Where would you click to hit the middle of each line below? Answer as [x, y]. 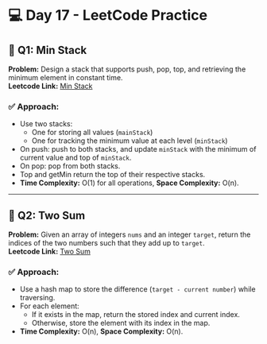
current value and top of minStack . [75, 158]
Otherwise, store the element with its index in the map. [121, 323]
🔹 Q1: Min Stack [48, 50]
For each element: [49, 306]
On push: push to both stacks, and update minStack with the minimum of [138, 149]
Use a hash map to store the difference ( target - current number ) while [137, 289]
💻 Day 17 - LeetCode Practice [108, 15]
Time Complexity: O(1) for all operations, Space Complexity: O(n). [130, 183]
